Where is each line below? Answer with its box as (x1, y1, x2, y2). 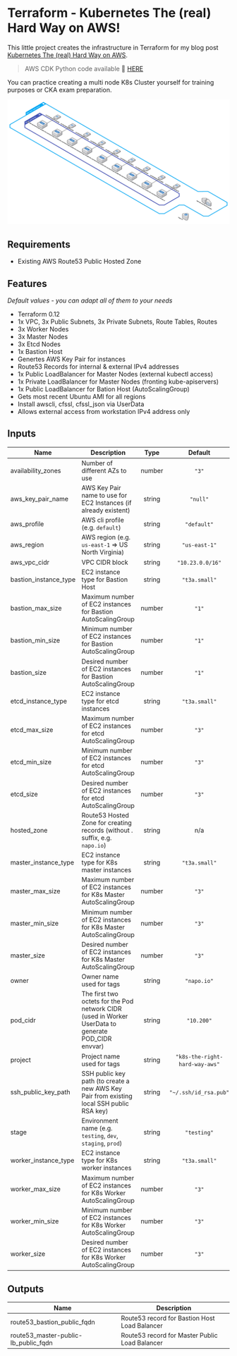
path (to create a (81, 1077, 130, 1085)
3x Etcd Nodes (17, 340, 61, 348)
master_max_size (10, 886, 61, 895)
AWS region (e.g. (81, 533, 131, 542)
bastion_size (10, 668, 47, 677)
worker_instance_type (10, 1156, 75, 1165)
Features (7, 277, 47, 290)
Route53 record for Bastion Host (121, 1314, 215, 1323)
